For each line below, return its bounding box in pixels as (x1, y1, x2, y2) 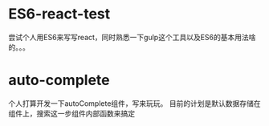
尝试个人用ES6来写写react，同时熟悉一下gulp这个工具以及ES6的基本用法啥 (8, 32, 256, 42)
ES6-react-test (8, 5, 111, 23)
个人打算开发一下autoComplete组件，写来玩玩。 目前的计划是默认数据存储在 (8, 98, 261, 108)
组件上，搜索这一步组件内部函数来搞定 (8, 108, 135, 118)
